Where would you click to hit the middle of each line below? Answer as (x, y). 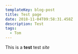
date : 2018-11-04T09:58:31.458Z (39, 19)
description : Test (24, 24)
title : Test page (23, 14)
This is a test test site (27, 47)
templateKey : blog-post (30, 10)
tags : (11, 28)
